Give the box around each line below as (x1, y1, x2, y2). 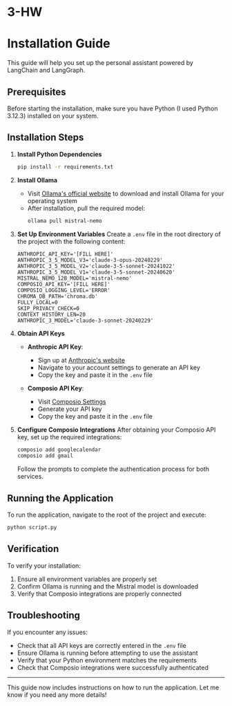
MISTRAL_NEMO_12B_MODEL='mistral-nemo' (17, 274, 133, 282)
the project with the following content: (17, 237, 126, 245)
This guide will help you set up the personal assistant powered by (7, 59, 193, 67)
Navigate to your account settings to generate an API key (37, 363, 200, 372)
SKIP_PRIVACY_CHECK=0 (17, 305, 79, 312)
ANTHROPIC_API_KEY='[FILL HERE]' (17, 250, 114, 258)
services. (17, 473, 43, 481)
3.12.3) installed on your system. (7, 111, 99, 120)
